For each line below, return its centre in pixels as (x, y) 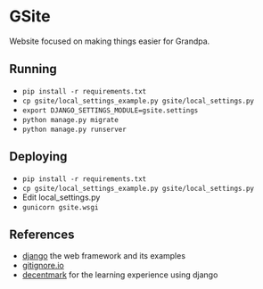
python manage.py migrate (70, 120)
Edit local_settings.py (61, 197)
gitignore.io (43, 266)
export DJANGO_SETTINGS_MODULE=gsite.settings (110, 110)
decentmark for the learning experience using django (120, 275)
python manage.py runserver (74, 129)
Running (33, 69)
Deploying (38, 157)
